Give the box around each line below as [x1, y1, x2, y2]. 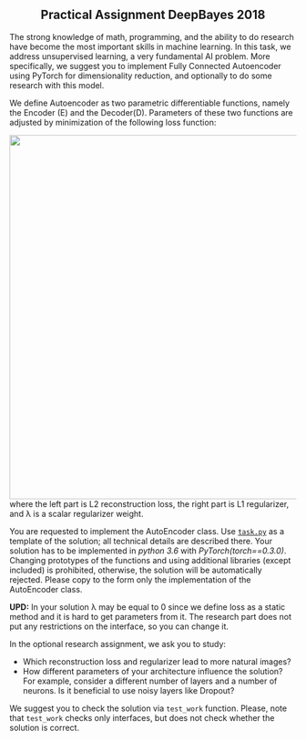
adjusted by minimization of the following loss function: [9, 117, 217, 127]
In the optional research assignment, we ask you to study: [9, 638, 226, 649]
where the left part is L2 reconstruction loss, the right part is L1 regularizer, [9, 498, 290, 509]
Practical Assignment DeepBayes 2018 [40, 7, 266, 23]
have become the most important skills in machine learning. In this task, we [9, 41, 291, 52]
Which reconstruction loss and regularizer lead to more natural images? [22, 655, 291, 667]
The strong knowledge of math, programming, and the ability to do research [9, 31, 294, 42]
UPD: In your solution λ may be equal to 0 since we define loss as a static [9, 601, 286, 613]
